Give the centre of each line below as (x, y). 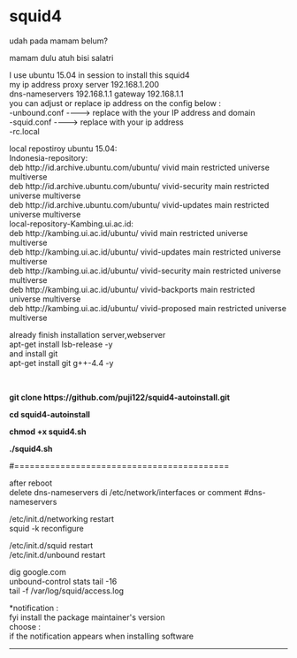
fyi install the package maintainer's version (87, 617)
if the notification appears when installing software (102, 636)
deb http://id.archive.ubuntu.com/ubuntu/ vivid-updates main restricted (139, 204)
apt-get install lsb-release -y (61, 344)
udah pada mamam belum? (59, 41)
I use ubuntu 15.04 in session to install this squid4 (99, 75)
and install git (34, 353)
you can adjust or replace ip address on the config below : (115, 103)
